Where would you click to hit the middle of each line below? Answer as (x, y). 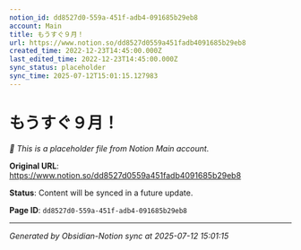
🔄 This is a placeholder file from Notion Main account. (109, 148)
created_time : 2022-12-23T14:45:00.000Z (86, 51)
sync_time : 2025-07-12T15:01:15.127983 (84, 76)
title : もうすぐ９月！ (47, 34)
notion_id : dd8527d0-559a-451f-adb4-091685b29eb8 (104, 17)
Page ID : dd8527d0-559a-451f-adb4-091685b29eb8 (99, 210)
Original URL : (34, 166)
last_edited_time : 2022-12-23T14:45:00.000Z (94, 59)
